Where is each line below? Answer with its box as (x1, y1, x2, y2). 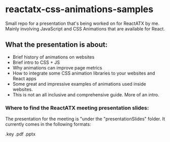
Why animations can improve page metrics (12, 64, 103, 70)
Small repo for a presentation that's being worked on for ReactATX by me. (5, 20, 160, 26)
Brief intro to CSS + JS (12, 59, 60, 65)
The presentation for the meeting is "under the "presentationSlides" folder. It (5, 116, 165, 122)
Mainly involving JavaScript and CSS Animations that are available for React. (5, 25, 165, 31)
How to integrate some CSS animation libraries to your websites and (12, 70, 155, 76)
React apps (12, 75, 37, 82)
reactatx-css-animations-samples (5, 4, 154, 15)
